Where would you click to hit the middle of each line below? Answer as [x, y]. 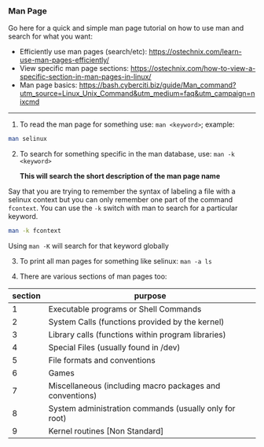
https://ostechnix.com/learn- [195, 52]
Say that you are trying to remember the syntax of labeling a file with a [122, 191]
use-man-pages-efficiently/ [64, 60]
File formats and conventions [102, 360]
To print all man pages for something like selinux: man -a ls [115, 261]
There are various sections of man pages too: [93, 276]
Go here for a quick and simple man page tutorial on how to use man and [126, 28]
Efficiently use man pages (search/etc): [83, 52]
